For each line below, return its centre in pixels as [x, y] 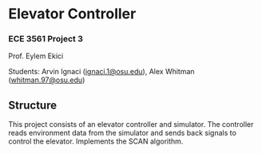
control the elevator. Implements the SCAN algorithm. [96, 141]
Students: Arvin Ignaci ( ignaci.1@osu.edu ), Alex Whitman [101, 72]
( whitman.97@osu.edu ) [47, 80]
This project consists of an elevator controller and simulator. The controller [131, 124]
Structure [33, 105]
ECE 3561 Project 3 [46, 39]
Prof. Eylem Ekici [36, 56]
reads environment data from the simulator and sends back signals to [123, 133]
